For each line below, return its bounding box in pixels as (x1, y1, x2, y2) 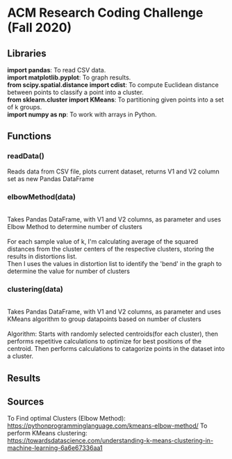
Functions (7, 130, 52, 142)
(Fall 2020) (7, 20, 72, 36)
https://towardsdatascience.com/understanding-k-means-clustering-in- (7, 437, 214, 445)
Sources (7, 396, 44, 408)
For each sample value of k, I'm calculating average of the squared (7, 237, 199, 245)
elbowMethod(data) (7, 192, 76, 201)
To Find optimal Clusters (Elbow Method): (7, 414, 126, 423)
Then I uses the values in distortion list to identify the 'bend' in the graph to (7, 259, 222, 267)
